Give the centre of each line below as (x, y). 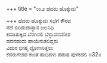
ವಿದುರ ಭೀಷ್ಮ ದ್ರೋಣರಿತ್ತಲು (30, 48)
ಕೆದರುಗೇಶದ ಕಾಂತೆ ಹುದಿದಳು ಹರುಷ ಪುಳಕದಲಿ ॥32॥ (54, 54)
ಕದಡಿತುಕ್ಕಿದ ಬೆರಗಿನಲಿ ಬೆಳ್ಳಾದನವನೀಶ (38, 34)
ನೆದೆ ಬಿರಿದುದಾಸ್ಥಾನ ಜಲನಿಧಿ (30, 27)
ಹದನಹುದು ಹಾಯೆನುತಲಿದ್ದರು (32, 41)
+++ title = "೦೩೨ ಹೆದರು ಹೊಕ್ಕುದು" (42, 9)
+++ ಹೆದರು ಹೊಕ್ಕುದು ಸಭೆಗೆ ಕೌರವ (39, 21)
